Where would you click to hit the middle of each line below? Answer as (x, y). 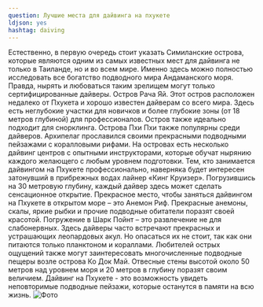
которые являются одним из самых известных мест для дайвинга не (124, 61)
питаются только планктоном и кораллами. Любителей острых (114, 245)
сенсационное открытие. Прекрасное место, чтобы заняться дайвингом (130, 194)
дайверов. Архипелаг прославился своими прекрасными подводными (127, 136)
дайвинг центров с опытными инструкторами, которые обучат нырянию (130, 153)
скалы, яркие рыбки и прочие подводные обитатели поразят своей (121, 211)
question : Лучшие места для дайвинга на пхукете (89, 15)
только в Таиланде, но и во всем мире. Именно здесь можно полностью (131, 69)
